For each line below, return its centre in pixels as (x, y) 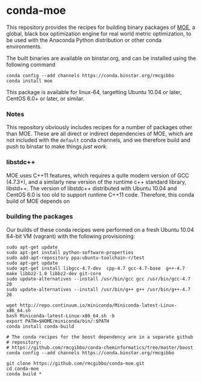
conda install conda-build (40, 326)
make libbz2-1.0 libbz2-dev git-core (54, 273)
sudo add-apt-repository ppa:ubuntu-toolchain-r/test (76, 258)
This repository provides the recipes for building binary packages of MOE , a (101, 27)
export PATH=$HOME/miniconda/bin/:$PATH (58, 321)
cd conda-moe (23, 369)
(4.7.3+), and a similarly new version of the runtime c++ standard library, (96, 182)
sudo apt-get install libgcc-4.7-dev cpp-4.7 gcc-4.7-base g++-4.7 (96, 268)
